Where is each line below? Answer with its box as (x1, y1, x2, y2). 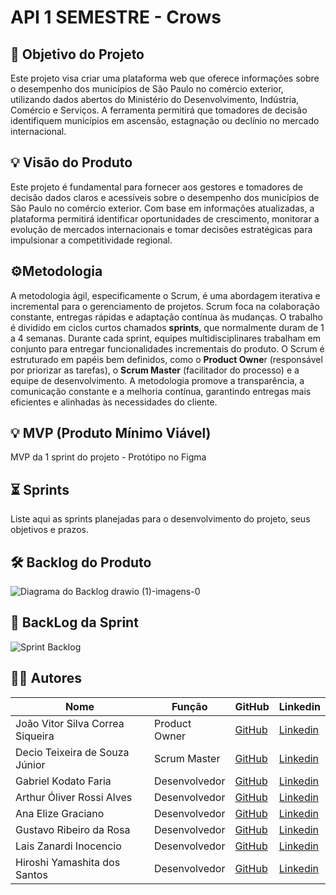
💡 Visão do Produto (10, 154, 133, 171)
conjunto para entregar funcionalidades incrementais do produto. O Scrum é (10, 342, 325, 355)
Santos (15, 867, 48, 881)
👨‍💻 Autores (10, 670, 82, 687)
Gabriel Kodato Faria (15, 774, 112, 788)
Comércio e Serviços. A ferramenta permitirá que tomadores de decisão (10, 104, 308, 116)
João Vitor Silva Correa (15, 716, 125, 730)
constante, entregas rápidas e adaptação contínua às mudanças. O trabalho (10, 311, 323, 323)
